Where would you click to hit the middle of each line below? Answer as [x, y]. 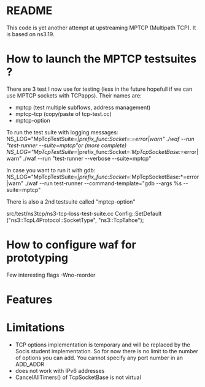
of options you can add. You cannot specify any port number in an [99, 358]
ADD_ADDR [30, 364]
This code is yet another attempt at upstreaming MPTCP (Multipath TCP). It [101, 28]
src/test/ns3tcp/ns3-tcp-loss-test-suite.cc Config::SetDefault [84, 213]
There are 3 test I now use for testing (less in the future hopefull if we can [99, 89]
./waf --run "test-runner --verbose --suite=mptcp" [87, 158]
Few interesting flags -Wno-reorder [51, 275]
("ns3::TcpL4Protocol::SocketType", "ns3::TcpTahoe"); [75, 220]
